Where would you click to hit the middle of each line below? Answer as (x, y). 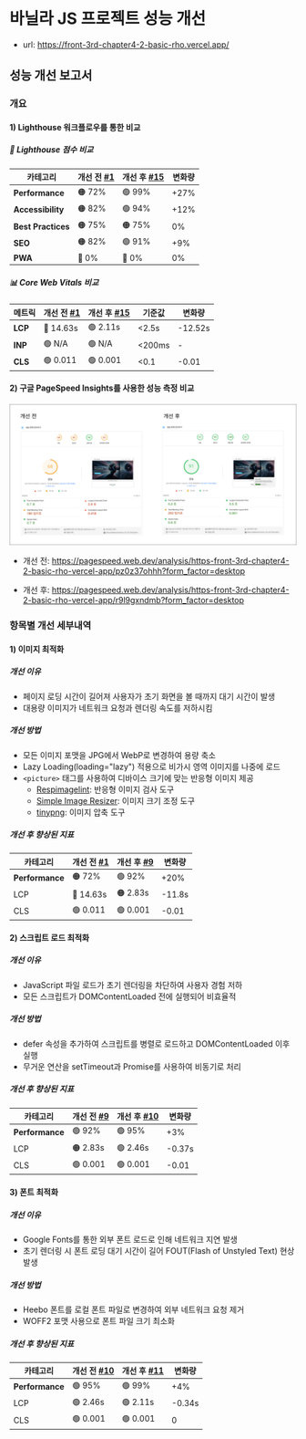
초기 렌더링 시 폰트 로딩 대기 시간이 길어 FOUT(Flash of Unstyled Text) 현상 (158, 1251)
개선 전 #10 (93, 1371)
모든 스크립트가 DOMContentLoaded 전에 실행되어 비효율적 (129, 996)
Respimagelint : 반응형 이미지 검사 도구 (105, 789)
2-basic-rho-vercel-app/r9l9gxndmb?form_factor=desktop (133, 600)
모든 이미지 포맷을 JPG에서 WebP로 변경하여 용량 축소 (119, 755)
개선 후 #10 (138, 1116)
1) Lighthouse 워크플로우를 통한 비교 (75, 127)
